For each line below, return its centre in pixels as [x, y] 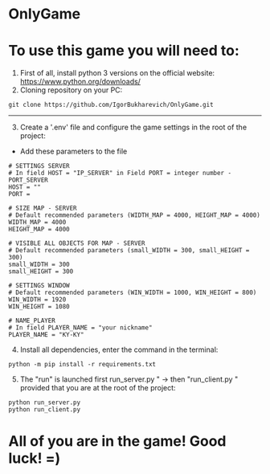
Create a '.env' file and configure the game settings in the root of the [133, 127]
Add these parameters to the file [74, 151]
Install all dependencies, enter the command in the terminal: [119, 349]
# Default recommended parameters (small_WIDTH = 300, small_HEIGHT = [129, 251]
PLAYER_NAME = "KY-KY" [46, 335]
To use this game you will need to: [124, 51]
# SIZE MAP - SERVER [43, 208]
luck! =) [35, 458]
